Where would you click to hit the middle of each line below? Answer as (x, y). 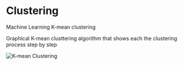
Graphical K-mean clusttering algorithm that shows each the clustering (92, 38)
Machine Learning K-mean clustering (51, 27)
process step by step (32, 45)
